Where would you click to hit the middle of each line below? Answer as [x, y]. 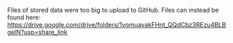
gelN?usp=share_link [37, 32]
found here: [24, 17]
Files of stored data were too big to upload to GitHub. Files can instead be [113, 10]
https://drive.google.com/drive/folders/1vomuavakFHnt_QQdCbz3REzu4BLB [117, 25]
